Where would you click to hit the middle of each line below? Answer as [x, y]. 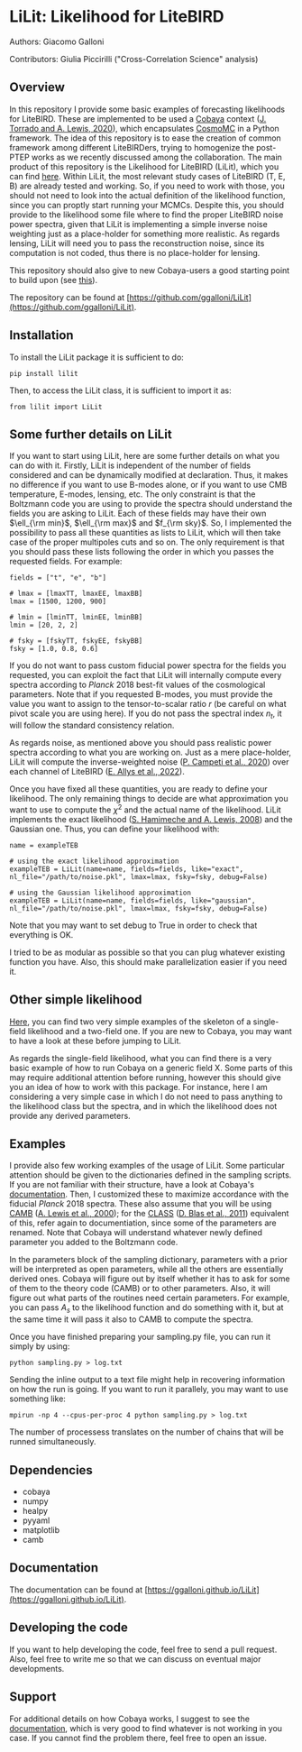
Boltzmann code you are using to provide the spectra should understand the [151, 504]
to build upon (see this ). [53, 280]
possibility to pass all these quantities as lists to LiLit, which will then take [145, 533]
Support [33, 1697]
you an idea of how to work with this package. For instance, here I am [138, 1087]
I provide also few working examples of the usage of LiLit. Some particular [147, 1166]
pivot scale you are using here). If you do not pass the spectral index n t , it [146, 715]
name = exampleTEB [44, 845]
